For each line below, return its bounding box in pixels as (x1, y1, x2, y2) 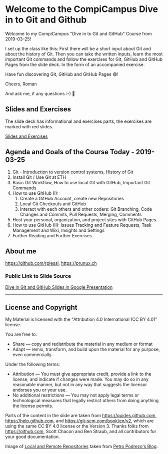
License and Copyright (5, 303, 77, 312)
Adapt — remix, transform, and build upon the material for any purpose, (12, 346, 160, 353)
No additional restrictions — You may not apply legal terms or (12, 392, 139, 398)
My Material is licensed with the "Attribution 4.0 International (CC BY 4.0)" (5, 316, 157, 323)
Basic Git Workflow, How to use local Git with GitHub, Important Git (12, 179, 150, 185)
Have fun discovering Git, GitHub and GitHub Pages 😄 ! (5, 71, 119, 77)
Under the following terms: (5, 361, 60, 368)
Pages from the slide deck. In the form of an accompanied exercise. (5, 61, 145, 67)
